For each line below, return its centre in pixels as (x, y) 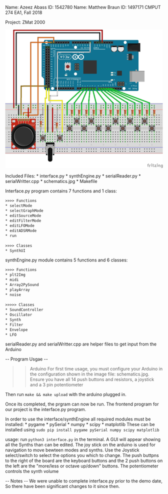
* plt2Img (15, 274)
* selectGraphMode (24, 210)
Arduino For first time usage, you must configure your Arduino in (96, 368)
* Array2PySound (22, 284)
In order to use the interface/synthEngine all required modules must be (78, 419)
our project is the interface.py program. (46, 409)
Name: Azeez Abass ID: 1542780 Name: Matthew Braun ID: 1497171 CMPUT (83, 7)
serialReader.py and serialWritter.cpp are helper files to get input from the (81, 344)
